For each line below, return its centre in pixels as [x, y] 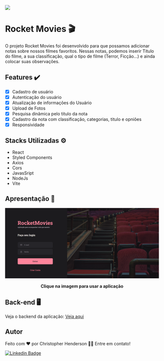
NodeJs [20, 178]
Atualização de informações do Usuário [52, 103]
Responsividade [28, 125]
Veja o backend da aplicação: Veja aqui [44, 316]
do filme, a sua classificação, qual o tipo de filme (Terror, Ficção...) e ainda [80, 56]
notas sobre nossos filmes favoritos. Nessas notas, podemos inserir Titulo [80, 51]
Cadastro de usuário [33, 91]
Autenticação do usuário [37, 97]
